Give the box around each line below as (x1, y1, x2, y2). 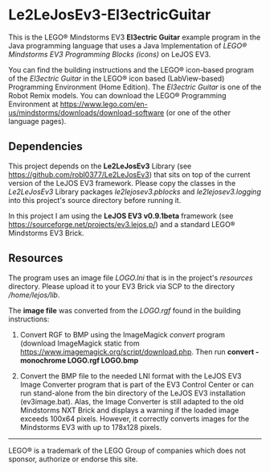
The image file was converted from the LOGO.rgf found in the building (8, 305, 241, 315)
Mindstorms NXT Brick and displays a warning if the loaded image (19, 405, 239, 415)
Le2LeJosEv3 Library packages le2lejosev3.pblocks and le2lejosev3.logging (8, 187, 261, 197)
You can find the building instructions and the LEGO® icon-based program (8, 64, 255, 74)
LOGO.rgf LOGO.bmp (67, 355, 139, 365)
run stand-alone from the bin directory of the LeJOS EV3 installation (19, 388, 246, 398)
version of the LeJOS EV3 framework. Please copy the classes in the (8, 178, 236, 188)
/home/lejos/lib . (8, 290, 60, 300)
